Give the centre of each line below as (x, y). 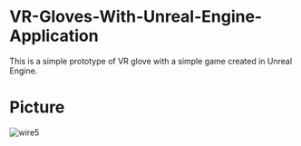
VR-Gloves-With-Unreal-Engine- (136, 17)
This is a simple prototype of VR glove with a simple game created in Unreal (151, 61)
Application (54, 36)
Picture (37, 107)
